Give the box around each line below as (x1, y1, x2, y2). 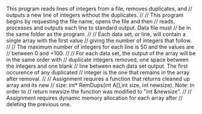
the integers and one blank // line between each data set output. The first (6, 62, 188, 70)
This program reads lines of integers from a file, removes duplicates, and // (6, 5, 193, 12)
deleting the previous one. (6, 101, 71, 107)
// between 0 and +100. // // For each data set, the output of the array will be (6, 50, 196, 56)
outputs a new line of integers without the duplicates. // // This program (6, 11, 184, 19)
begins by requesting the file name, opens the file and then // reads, (6, 18, 175, 25)
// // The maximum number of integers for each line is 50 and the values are (6, 43, 195, 50)
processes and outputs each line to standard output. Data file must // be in (6, 24, 191, 31)
